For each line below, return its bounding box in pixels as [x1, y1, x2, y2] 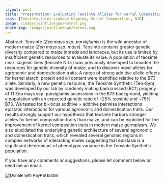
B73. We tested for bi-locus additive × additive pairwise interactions [5, 101, 142, 107]
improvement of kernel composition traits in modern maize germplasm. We [5, 122, 156, 128]
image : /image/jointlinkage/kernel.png [5, 21, 87, 26]
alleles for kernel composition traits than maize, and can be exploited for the [5, 117, 159, 123]
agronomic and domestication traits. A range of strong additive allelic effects [5, 70, 160, 76]
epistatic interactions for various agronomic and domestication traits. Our [5, 106, 153, 113]
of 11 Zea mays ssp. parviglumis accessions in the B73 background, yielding [5, 91, 159, 97]
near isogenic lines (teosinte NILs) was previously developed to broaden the [5, 60, 159, 66]
